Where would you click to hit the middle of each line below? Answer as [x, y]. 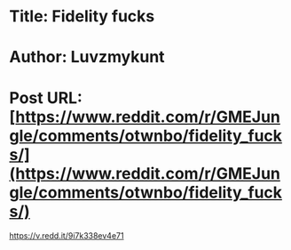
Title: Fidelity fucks [82, 16]
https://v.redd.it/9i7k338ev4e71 [67, 236]
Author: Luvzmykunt [87, 57]
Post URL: [46, 97]
